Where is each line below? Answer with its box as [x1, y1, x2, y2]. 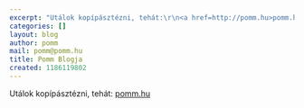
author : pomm [9, 38, 59, 48]
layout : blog [9, 30, 59, 39]
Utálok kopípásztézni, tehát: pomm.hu [9, 87, 151, 99]
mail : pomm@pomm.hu [9, 47, 83, 56]
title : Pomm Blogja [9, 55, 83, 64]
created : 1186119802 [9, 64, 88, 73]
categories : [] [9, 22, 67, 31]
